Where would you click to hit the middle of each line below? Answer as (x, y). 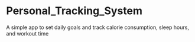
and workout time (27, 33)
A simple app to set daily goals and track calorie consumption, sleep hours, (97, 27)
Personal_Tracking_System (74, 11)
